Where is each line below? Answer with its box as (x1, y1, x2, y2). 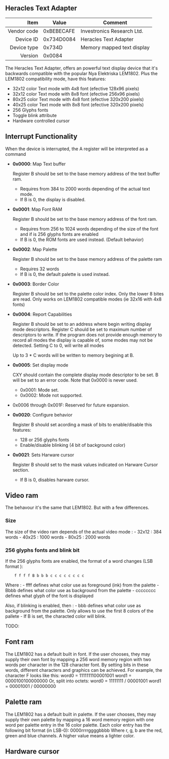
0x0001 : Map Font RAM (12, 206, 62, 212)
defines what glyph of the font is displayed (5, 593, 94, 599)
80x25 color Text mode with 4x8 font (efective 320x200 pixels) (12, 96, 144, 102)
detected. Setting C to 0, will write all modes (12, 342, 104, 348)
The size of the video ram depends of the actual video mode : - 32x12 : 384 (5, 529, 162, 535)
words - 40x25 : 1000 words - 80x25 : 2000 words (5, 534, 111, 540)
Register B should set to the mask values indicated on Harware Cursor (12, 461, 158, 468)
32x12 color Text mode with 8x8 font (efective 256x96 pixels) (12, 91, 140, 97)
